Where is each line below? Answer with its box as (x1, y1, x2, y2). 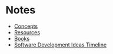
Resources (14, 28, 41, 35)
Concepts (14, 23, 38, 30)
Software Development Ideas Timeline (14, 41, 107, 48)
